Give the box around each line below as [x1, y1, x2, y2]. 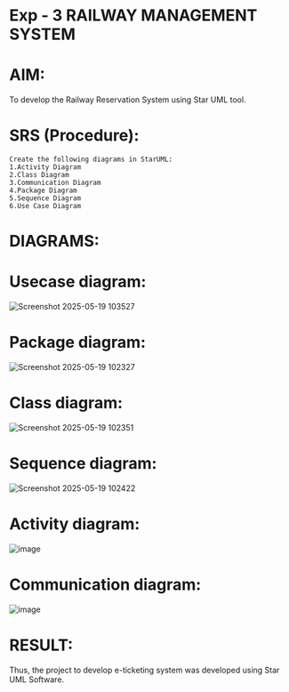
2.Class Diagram [9, 171, 69, 180]
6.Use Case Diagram [9, 202, 82, 211]
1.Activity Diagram [9, 163, 82, 172]
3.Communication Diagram [9, 179, 101, 188]
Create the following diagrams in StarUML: [9, 155, 173, 165]
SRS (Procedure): [9, 125, 140, 146]
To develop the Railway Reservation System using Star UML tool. [9, 94, 246, 105]
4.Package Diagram [9, 186, 77, 196]
